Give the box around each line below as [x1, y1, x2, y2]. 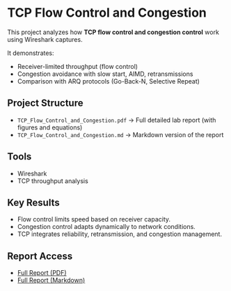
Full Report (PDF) [17, 269, 67, 277]
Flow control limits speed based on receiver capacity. [17, 215, 171, 223]
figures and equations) [17, 123, 83, 132]
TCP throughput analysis [17, 176, 88, 185]
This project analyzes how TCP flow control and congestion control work [7, 28, 219, 36]
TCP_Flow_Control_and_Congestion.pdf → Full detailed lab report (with [17, 116, 216, 124]
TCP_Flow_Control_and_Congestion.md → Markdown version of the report [17, 130, 224, 139]
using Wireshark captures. [7, 35, 83, 43]
